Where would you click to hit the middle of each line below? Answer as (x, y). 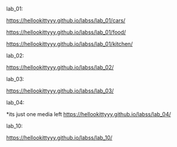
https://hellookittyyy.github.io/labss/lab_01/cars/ (66, 20)
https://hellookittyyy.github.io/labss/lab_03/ (60, 91)
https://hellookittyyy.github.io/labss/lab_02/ (60, 67)
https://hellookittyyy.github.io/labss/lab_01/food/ (66, 32)
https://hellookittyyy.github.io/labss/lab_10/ (59, 138)
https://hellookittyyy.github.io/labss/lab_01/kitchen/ (70, 44)
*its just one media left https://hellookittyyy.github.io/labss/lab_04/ (89, 114)
